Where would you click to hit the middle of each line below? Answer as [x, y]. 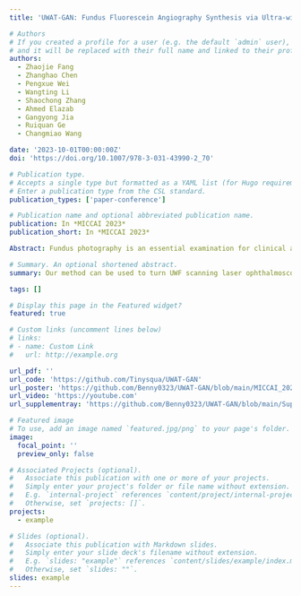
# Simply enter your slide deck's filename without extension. [133, 553]
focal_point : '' [47, 445]
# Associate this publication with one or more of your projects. [140, 479]
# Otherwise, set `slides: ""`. [74, 570]
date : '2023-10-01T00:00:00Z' [66, 150]
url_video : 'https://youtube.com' [74, 396]
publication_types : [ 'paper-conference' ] [88, 199]
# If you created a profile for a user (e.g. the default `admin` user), [150, 42]
